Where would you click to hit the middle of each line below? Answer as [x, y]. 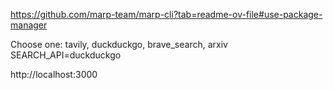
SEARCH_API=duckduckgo [66, 55]
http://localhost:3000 [54, 74]
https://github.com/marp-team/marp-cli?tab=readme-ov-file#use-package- [166, 14]
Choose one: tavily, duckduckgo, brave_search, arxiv [119, 44]
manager [29, 25]
